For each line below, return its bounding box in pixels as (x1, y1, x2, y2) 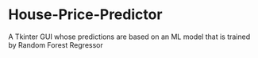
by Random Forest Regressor (8, 40, 103, 49)
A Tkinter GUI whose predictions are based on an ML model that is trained (8, 32, 251, 41)
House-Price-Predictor (8, 6, 163, 24)
